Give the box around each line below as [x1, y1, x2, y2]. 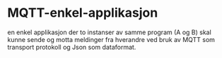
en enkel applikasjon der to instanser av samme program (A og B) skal [7, 28, 212, 36]
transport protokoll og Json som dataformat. [7, 43, 136, 51]
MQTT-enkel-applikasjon [7, 5, 158, 21]
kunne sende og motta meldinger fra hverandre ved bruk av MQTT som [7, 35, 216, 43]
